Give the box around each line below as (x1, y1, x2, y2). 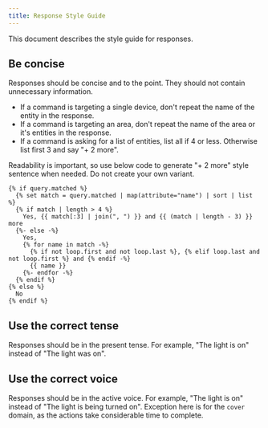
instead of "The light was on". (8, 349, 107, 358)
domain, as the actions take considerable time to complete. (8, 410, 204, 420)
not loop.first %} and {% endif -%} (8, 255, 131, 263)
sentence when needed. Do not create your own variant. (8, 169, 195, 179)
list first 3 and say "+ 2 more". (19, 145, 119, 155)
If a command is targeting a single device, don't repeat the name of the (19, 102, 255, 112)
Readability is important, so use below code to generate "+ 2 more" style (8, 161, 249, 170)
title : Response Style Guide (8, 11, 106, 20)
